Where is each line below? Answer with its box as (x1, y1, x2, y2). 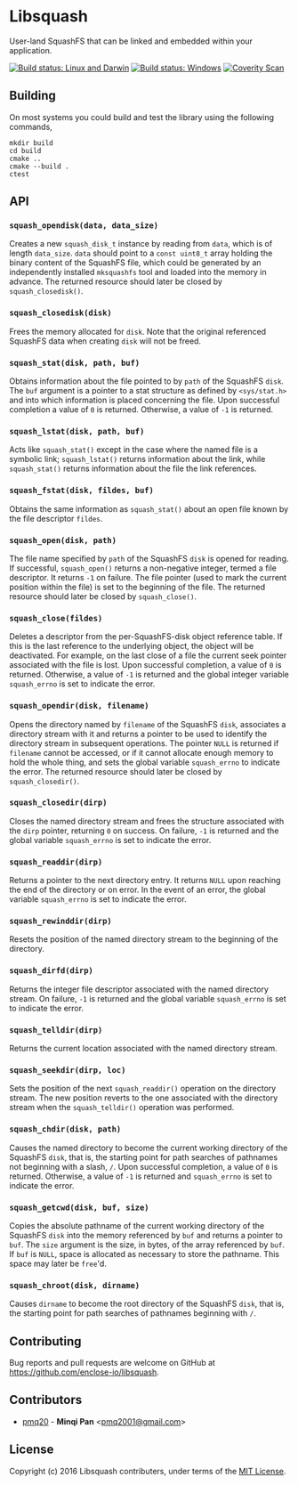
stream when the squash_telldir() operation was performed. (9, 1102, 235, 1113)
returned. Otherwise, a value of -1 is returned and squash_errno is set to (9, 1171, 273, 1181)
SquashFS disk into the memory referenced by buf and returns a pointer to (9, 1229, 283, 1240)
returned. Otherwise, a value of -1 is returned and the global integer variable (9, 669, 289, 680)
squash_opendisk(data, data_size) (9, 221, 158, 231)
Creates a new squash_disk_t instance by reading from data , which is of (9, 239, 273, 249)
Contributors (9, 1392, 83, 1408)
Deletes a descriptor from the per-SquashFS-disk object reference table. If (9, 631, 283, 642)
